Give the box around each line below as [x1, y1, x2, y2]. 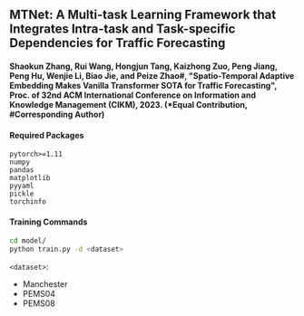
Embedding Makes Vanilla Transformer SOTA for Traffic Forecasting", [9, 80, 278, 91]
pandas [9, 166, 34, 175]
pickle [9, 189, 34, 198]
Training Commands [9, 216, 88, 227]
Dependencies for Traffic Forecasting [9, 35, 226, 51]
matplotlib [9, 174, 51, 183]
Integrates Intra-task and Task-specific [9, 22, 236, 37]
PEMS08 [22, 298, 56, 309]
